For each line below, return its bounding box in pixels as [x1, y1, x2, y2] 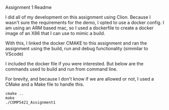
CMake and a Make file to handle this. [5, 81, 84, 87]
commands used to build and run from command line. [5, 66, 118, 72]
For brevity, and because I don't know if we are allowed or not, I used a [5, 76, 154, 82]
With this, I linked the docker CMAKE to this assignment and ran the [5, 40, 147, 46]
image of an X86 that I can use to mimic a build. [5, 30, 105, 36]
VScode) [5, 51, 24, 57]
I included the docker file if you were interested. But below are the [5, 61, 144, 66]
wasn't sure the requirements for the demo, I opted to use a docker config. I [5, 20, 164, 25]
